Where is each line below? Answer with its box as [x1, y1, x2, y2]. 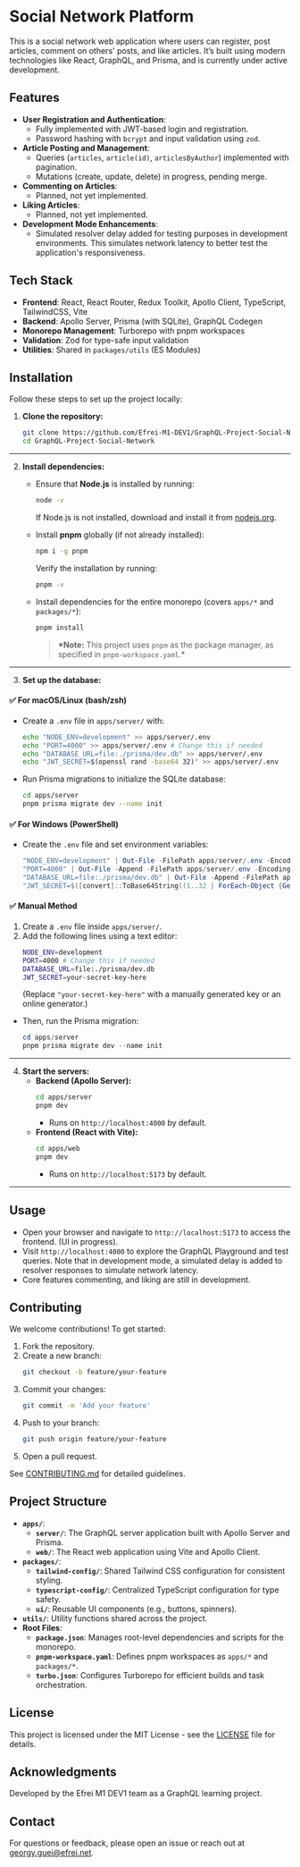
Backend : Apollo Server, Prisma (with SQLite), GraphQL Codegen [21, 316, 263, 326]
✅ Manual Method [9, 900, 78, 911]
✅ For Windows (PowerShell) [9, 818, 119, 829]
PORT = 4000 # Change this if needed [21, 956, 155, 965]
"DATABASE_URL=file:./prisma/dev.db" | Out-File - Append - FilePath [21, 874, 279, 883]
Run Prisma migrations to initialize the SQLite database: [21, 773, 226, 784]
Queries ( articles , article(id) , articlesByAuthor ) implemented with [35, 152, 290, 163]
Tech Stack [9, 273, 73, 288]
